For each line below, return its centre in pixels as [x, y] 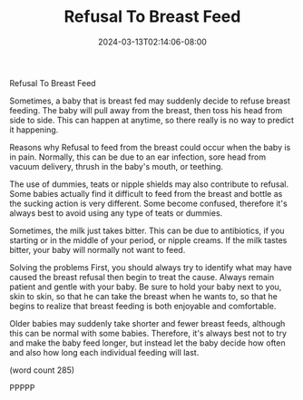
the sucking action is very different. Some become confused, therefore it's [148, 203]
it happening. [34, 130]
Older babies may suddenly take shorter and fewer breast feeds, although [147, 323]
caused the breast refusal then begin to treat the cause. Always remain [142, 277]
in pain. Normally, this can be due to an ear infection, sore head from [137, 157]
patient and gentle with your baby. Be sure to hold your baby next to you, [146, 287]
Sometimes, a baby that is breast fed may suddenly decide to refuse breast [150, 101]
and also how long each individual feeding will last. [104, 352]
